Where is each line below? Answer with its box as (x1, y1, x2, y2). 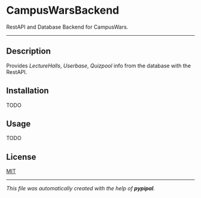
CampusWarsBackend (6, 4, 120, 17)
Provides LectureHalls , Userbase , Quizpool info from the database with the (6, 62, 191, 69)
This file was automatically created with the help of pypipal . (6, 185, 156, 192)
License (6, 151, 36, 162)
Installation (6, 86, 49, 96)
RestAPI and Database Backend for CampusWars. (6, 23, 129, 30)
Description (6, 46, 51, 57)
